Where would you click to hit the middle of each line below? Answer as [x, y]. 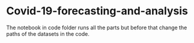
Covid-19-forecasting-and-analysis [97, 11]
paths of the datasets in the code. [48, 33]
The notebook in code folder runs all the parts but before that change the [97, 27]
